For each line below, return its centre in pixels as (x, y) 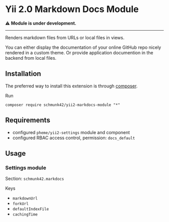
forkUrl (20, 204)
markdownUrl (25, 199)
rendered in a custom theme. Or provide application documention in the (79, 52)
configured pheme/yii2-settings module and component (71, 132)
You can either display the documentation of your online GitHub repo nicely (83, 47)
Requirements (28, 120)
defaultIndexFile (31, 209)
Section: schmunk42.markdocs (35, 179)
